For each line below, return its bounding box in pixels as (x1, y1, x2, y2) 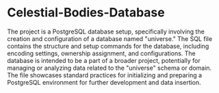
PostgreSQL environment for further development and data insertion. (7, 78, 202, 86)
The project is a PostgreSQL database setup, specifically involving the (7, 27, 205, 36)
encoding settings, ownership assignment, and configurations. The (7, 49, 196, 57)
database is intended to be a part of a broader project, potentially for (7, 56, 201, 64)
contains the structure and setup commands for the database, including (7, 42, 209, 50)
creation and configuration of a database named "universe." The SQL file (7, 34, 213, 42)
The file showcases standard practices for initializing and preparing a (7, 70, 203, 79)
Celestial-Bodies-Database (7, 5, 166, 21)
